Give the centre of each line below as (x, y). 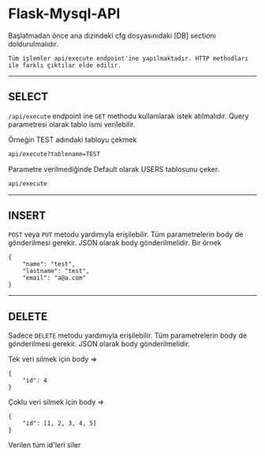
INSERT (27, 215)
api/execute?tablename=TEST (54, 154)
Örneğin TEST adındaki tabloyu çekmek (73, 140)
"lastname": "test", (56, 271)
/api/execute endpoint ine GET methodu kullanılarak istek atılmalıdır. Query (129, 116)
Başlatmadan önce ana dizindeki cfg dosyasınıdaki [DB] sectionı (112, 36)
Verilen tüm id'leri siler (45, 445)
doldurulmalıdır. (34, 43)
